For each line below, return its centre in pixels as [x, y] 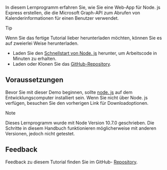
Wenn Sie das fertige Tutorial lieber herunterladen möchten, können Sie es [84, 38]
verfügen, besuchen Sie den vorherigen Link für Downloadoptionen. [77, 103]
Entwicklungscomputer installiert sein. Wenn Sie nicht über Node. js [77, 97]
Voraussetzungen [34, 80]
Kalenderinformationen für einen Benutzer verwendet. [62, 18]
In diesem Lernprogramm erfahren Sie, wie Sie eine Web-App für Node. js [83, 7]
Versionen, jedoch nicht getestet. [40, 133]
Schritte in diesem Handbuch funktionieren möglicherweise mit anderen [81, 128]
